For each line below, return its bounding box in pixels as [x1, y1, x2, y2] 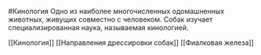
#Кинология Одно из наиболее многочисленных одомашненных [8, 7, 225, 15]
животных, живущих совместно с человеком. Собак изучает [8, 15, 213, 24]
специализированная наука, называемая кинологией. [8, 23, 189, 32]
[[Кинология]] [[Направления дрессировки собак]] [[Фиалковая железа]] [8, 38, 255, 47]
